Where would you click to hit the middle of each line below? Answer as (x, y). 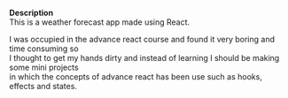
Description (31, 13)
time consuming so (44, 49)
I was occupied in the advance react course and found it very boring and (142, 39)
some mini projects (44, 67)
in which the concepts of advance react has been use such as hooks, (136, 77)
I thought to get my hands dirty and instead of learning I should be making (144, 58)
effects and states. (43, 86)
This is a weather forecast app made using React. (100, 22)
